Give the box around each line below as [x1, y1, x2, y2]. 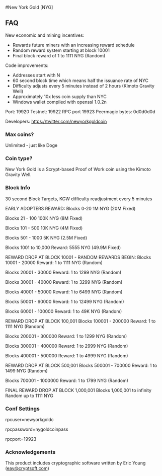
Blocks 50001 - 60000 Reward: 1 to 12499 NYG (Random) [5, 298, 124, 304]
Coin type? [5, 155, 33, 162]
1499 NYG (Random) [5, 367, 48, 374]
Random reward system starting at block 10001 [12, 47, 110, 53]
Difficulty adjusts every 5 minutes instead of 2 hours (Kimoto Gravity [12, 83, 155, 89]
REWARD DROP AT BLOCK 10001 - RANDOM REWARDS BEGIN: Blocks [5, 254, 151, 260]
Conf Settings [5, 405, 40, 412]
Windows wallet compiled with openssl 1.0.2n [12, 99, 107, 105]
